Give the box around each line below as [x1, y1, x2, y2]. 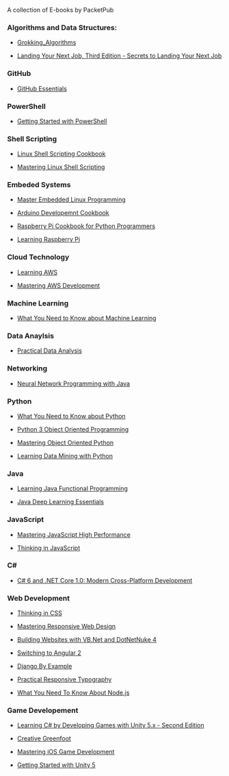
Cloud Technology [7, 253, 70, 262]
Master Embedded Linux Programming [16, 195, 126, 204]
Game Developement [7, 705, 79, 715]
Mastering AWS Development [16, 281, 100, 290]
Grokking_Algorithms [16, 38, 77, 47]
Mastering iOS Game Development [16, 748, 115, 756]
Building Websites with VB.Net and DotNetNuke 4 [16, 636, 157, 644]
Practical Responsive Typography [16, 675, 112, 684]
